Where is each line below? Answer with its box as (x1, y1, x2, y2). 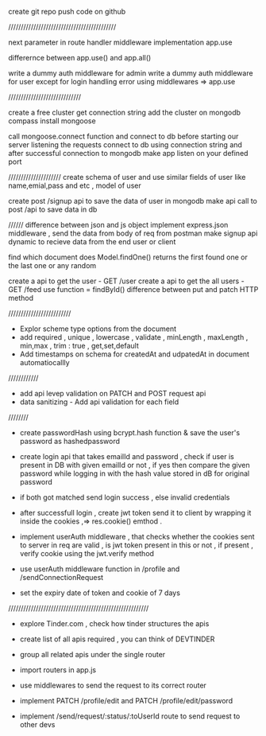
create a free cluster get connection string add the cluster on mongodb (8, 107, 241, 117)
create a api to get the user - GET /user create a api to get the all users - (8, 276, 245, 286)
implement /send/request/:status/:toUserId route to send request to (19, 711, 241, 721)
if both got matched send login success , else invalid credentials (19, 493, 230, 502)
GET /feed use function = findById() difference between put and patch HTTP (8, 285, 259, 294)
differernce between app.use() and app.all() (8, 53, 152, 62)
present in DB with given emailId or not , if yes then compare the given (19, 461, 250, 469)
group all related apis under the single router (19, 650, 166, 659)
